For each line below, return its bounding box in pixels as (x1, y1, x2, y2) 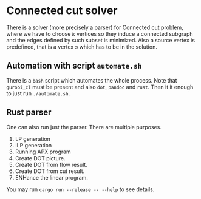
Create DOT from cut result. (15, 167, 85, 175)
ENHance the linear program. (15, 174, 88, 181)
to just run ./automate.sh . (6, 89, 70, 97)
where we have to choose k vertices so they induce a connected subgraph (6, 30, 193, 37)
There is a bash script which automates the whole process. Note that (6, 76, 177, 84)
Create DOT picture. (15, 154, 66, 161)
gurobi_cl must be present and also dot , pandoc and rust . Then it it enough (6, 83, 194, 90)
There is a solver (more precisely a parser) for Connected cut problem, (6, 24, 183, 31)
